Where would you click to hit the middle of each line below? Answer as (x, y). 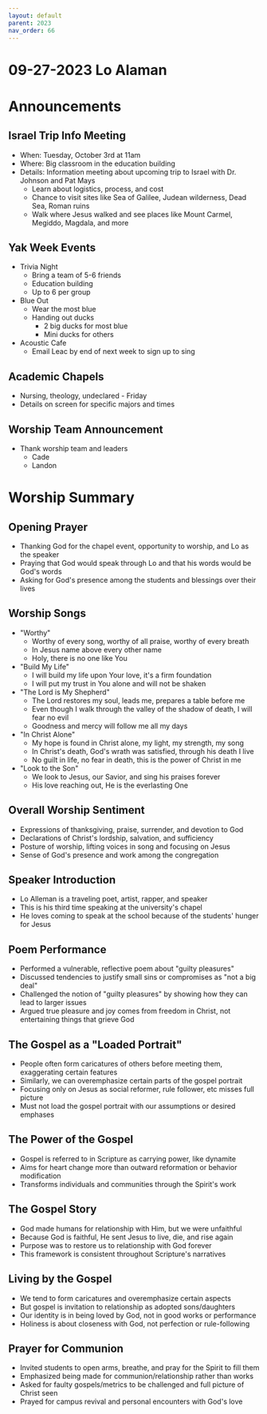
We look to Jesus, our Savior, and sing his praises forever (126, 776)
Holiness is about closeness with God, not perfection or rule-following (135, 1323)
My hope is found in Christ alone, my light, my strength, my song (138, 743)
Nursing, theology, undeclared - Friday (83, 396)
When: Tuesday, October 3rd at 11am (80, 155)
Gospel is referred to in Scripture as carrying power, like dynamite (128, 1159)
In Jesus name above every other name (96, 650)
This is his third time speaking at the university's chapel (111, 907)
